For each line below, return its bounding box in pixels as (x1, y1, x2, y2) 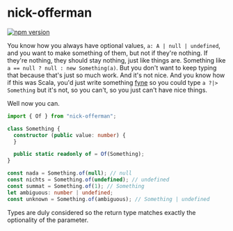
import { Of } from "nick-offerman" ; (7, 113, 117, 120)
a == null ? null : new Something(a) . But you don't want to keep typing (7, 63, 217, 72)
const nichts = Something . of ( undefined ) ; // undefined (7, 176, 170, 184)
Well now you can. (7, 99, 61, 107)
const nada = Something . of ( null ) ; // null (7, 170, 132, 177)
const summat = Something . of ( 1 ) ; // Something (7, 182, 145, 189)
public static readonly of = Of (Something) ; (13, 151, 145, 158)
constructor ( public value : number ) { (13, 132, 127, 138)
